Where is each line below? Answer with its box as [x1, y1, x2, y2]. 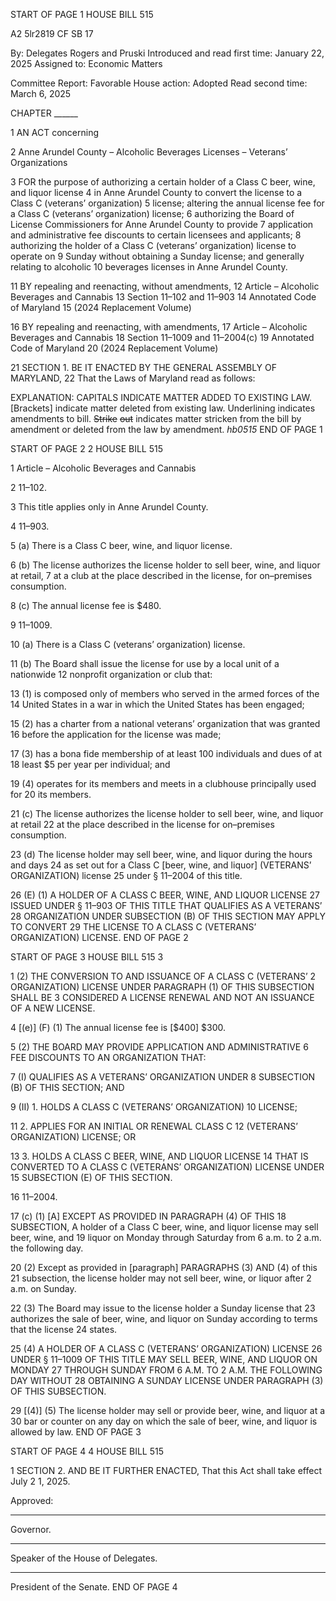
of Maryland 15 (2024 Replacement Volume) [10, 302, 192, 313]
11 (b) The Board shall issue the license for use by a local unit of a [10, 658, 280, 669]
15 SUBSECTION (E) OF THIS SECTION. [10, 1172, 173, 1183]
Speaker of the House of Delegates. [10, 1552, 158, 1564]
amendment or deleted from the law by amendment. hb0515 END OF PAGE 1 [10, 424, 323, 435]
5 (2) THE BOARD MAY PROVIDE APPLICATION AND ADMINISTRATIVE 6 [10, 1041, 309, 1053]
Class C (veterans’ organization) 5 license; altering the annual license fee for [10, 197, 325, 209]
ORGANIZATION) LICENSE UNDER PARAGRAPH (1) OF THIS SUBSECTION [10, 981, 315, 993]
